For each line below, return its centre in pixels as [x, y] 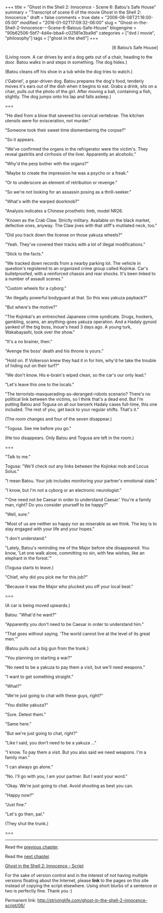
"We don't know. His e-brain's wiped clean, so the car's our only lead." [76, 375]
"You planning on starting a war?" [39, 658]
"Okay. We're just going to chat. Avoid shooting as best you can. [69, 786]
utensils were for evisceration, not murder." [48, 121]
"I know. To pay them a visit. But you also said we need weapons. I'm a [76, 752]
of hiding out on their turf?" [32, 366]
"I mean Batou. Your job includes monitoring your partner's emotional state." [81, 481]
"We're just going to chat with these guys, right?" [54, 696]
